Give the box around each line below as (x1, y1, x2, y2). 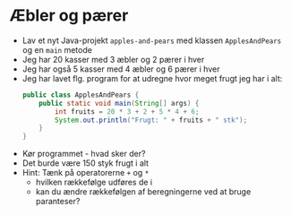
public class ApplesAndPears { (21, 90, 140, 99)
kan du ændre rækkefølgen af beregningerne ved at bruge (35, 186, 252, 197)
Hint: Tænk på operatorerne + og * (21, 168, 150, 178)
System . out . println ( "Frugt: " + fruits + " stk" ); (55, 116, 248, 125)
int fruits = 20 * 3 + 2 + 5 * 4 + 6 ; (55, 107, 200, 116)
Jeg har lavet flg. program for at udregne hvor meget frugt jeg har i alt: (21, 73, 283, 83)
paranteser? (35, 196, 81, 207)
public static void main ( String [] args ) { (39, 99, 200, 107)
